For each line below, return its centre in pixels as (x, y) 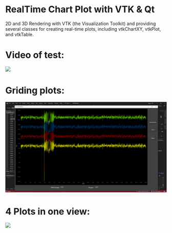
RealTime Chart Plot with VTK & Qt (80, 9)
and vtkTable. (20, 34)
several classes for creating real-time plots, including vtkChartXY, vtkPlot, (83, 29)
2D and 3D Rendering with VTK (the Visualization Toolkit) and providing (81, 24)
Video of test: (35, 55)
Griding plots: (35, 91)
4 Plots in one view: (48, 211)
